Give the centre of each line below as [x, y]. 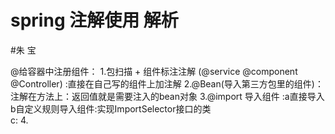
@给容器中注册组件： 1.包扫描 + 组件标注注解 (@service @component [154, 71]
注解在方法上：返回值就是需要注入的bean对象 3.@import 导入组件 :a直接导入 [167, 96]
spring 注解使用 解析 [94, 20]
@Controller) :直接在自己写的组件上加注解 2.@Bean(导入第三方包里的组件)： [167, 83]
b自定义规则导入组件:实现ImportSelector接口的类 [111, 108]
